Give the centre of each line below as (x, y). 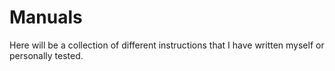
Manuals (46, 17)
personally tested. (46, 55)
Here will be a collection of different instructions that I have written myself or (167, 45)
